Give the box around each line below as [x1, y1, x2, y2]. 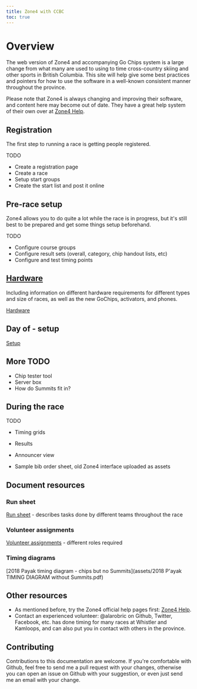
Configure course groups [14, 244, 76, 251]
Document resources [6, 480, 85, 490]
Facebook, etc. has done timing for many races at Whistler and [14, 619, 167, 626]
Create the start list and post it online [14, 182, 105, 189]
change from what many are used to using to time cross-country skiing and [6, 65, 189, 72]
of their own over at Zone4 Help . [6, 108, 85, 115]
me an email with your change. [6, 677, 81, 684]
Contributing [6, 642, 54, 652]
